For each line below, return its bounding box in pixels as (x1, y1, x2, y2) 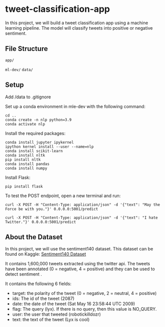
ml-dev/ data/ (5, 67, 33, 72)
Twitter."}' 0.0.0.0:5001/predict (5, 219, 77, 224)
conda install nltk (5, 153, 45, 158)
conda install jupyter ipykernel (5, 140, 74, 145)
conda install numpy (5, 165, 48, 171)
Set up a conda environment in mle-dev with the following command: (5, 103, 146, 109)
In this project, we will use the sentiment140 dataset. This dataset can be (5, 246, 153, 252)
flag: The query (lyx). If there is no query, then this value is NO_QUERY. (12, 306, 157, 312)
